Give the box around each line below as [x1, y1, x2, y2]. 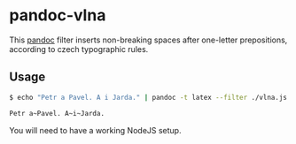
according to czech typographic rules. [9, 43, 149, 54]
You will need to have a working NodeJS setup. [9, 125, 182, 135]
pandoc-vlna [9, 5, 106, 26]
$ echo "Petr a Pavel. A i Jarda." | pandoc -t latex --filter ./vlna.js [9, 93, 288, 102]
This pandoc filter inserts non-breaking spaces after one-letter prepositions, [9, 34, 288, 45]
